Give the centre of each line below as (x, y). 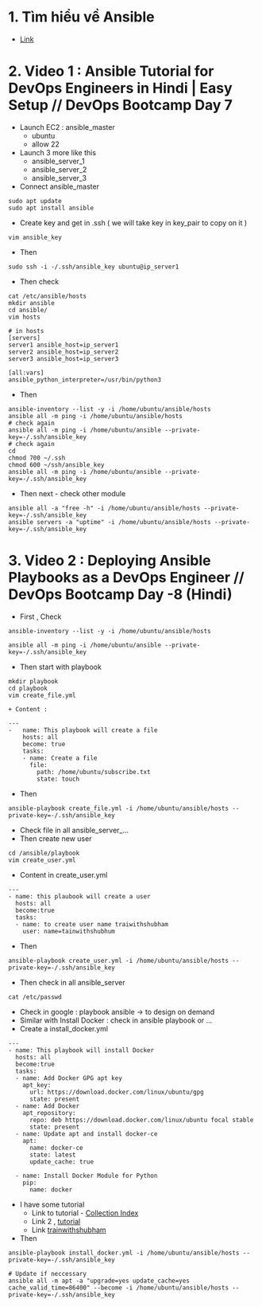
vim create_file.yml (42, 695)
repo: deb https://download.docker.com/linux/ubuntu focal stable (141, 1120)
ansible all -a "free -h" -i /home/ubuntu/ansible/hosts (104, 508)
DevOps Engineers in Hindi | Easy (120, 88)
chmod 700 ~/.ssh (37, 458)
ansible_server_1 (58, 161)
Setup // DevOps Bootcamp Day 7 (120, 106)
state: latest (53, 1155)
